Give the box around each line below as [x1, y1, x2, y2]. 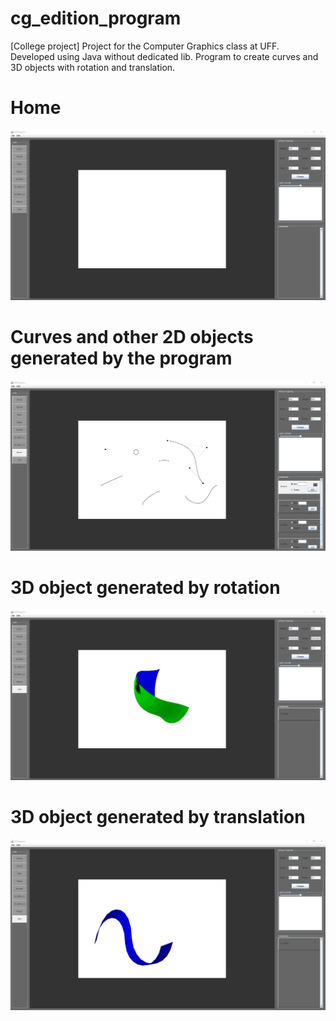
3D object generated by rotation [10, 577, 281, 599]
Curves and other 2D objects [10, 326, 254, 349]
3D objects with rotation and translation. [10, 61, 176, 73]
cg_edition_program [10, 7, 182, 30]
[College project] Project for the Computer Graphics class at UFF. [10, 40, 280, 52]
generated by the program [10, 347, 233, 370]
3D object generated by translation [10, 806, 306, 829]
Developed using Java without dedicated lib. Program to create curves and [10, 50, 319, 62]
